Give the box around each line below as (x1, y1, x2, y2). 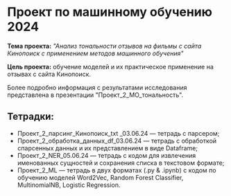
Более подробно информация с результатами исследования (7, 83, 187, 91)
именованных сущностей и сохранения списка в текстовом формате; (17, 159, 225, 167)
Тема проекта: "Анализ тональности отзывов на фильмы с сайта (7, 42, 202, 50)
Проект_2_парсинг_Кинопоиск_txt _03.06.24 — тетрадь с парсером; (17, 129, 220, 137)
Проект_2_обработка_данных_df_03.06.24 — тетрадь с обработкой (17, 136, 217, 145)
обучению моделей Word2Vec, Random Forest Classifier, (17, 173, 184, 181)
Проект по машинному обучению (7, 4, 213, 20)
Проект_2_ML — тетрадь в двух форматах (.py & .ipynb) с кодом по (17, 166, 216, 174)
